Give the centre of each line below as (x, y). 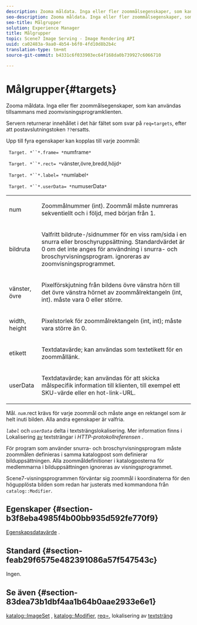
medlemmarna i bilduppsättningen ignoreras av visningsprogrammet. (89, 467)
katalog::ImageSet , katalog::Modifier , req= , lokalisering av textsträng (89, 616)
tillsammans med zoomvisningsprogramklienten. (64, 111)
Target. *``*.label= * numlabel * (49, 175)
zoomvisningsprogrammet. (78, 263)
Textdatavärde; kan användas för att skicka (101, 378)
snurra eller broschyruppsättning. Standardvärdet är (113, 242)
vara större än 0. (64, 328)
